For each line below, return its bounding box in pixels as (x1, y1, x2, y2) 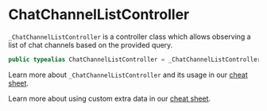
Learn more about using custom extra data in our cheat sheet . (8, 94, 211, 103)
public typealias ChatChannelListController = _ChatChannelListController (8, 55, 261, 63)
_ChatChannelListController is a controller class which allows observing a (8, 32, 252, 41)
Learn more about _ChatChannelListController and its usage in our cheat (8, 70, 248, 79)
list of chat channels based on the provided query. (8, 40, 173, 49)
